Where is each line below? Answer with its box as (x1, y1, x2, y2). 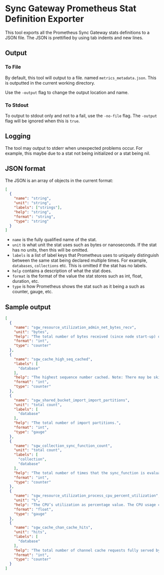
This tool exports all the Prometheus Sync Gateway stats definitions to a (5, 29, 150, 35)
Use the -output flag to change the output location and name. (5, 89, 129, 95)
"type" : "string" (14, 219, 49, 224)
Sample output (5, 303, 51, 311)
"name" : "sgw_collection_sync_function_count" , (14, 443, 112, 448)
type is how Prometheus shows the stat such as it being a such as (12, 283, 145, 289)
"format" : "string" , (14, 214, 56, 219)
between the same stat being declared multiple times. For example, (12, 257, 147, 263)
